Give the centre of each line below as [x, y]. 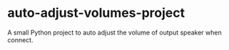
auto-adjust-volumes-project [96, 13]
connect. [20, 39]
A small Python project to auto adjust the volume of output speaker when [115, 32]
